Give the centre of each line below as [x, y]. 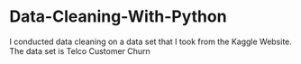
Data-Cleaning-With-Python [118, 17]
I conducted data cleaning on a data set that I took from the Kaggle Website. [151, 41]
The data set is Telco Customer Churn [80, 50]
